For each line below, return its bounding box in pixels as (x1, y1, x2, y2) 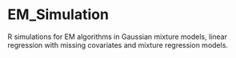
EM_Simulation (7, 6, 110, 24)
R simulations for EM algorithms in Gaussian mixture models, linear (7, 32, 227, 41)
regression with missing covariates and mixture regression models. (7, 40, 229, 49)
